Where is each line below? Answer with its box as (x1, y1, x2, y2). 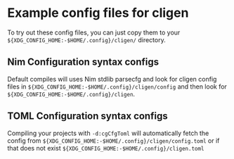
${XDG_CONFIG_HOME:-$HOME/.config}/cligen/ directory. (7, 35, 167, 44)
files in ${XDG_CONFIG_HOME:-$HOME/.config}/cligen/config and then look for (7, 82, 227, 91)
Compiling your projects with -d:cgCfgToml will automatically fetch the (7, 129, 209, 137)
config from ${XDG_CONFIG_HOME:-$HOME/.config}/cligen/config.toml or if (7, 136, 220, 145)
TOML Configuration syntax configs (7, 110, 168, 122)
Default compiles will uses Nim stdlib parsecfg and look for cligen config (7, 75, 217, 83)
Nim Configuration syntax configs (7, 56, 160, 68)
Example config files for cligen (7, 5, 189, 21)
